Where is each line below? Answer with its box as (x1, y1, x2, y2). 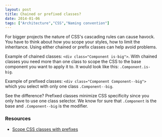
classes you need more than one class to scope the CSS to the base (5, 59, 142, 64)
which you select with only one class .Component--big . (5, 83, 113, 90)
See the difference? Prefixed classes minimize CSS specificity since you (5, 93, 149, 99)
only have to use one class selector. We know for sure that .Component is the (5, 98, 157, 104)
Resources (5, 115, 31, 122)
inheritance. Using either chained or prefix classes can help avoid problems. (5, 44, 158, 50)
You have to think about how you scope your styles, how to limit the (5, 39, 140, 45)
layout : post (5, 7, 32, 12)
